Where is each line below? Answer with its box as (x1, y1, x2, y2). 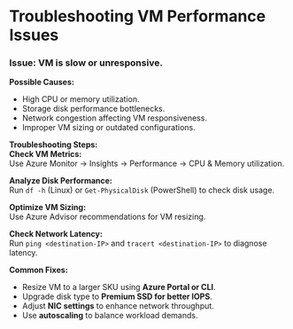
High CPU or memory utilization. (21, 94, 140, 105)
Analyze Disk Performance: (9, 176, 113, 186)
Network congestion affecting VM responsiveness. (21, 113, 208, 123)
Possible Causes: (9, 77, 75, 88)
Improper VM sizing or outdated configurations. (21, 122, 197, 133)
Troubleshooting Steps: (9, 139, 98, 150)
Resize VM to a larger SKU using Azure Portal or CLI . (21, 282, 216, 293)
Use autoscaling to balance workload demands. (21, 310, 198, 321)
